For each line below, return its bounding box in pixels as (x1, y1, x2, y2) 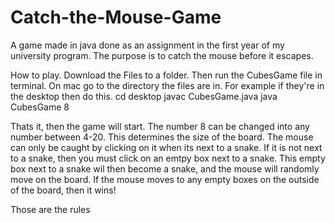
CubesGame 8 (10, 101, 70, 113)
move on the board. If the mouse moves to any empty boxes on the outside (10, 173, 320, 185)
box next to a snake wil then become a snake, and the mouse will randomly (10, 162, 320, 175)
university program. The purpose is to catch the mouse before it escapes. (10, 49, 314, 61)
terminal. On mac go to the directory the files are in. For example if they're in (10, 79, 325, 91)
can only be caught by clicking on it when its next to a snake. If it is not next (10, 141, 323, 153)
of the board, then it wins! (10, 184, 117, 196)
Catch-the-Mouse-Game (10, 6, 222, 29)
